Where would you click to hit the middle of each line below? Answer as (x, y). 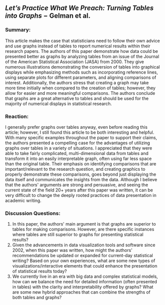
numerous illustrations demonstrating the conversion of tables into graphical (82, 67)
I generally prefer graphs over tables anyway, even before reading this (76, 127)
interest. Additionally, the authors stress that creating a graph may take (77, 82)
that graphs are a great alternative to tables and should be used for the (77, 98)
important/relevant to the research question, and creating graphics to (75, 169)
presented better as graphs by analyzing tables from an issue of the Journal (82, 56)
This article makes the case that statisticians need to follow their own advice (82, 40)
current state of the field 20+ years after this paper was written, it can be (79, 190)
